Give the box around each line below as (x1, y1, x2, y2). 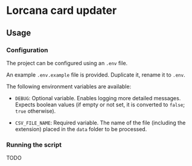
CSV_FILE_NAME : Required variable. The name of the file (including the (14, 119, 186, 126)
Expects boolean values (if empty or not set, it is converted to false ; (14, 101, 185, 108)
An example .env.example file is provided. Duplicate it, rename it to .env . (6, 71, 185, 78)
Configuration (6, 46, 48, 54)
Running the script (6, 140, 62, 148)
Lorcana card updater (6, 4, 117, 18)
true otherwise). (14, 107, 56, 115)
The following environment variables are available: (6, 83, 132, 90)
